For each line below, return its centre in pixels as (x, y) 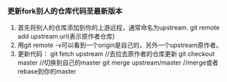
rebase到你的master (47, 71)
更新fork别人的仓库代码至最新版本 (65, 11)
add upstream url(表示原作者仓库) (66, 36)
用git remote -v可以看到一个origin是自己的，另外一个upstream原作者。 (120, 45)
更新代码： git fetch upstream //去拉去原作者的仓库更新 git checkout (116, 54)
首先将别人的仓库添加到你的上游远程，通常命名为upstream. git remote (118, 28)
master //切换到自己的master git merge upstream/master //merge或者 (118, 63)
